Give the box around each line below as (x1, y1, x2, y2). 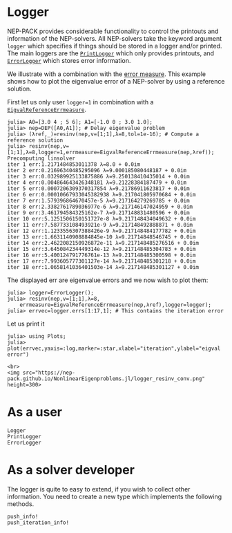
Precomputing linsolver (7, 155, 76, 162)
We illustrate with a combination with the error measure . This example (7, 70, 206, 78)
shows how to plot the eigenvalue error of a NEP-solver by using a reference (7, 77, 225, 85)
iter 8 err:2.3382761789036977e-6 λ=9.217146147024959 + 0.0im (7, 203, 193, 210)
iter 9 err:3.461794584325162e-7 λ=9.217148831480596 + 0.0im (7, 209, 190, 216)
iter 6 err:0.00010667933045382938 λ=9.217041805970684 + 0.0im (7, 191, 196, 198)
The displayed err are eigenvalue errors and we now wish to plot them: (7, 276, 209, 284)
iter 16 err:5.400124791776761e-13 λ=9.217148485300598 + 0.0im (7, 252, 196, 259)
